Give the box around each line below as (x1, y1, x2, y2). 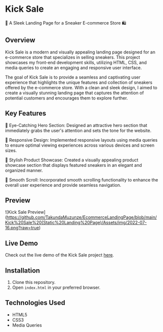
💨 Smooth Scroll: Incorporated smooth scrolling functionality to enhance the (5, 177, 158, 182)
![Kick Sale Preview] (5, 209, 46, 215)
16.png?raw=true (5, 225, 39, 231)
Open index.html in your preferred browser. (12, 284, 101, 290)
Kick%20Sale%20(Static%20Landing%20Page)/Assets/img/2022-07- (5, 220, 147, 226)
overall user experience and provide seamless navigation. (5, 182, 121, 188)
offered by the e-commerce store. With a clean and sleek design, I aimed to (5, 84, 158, 90)
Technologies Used (5, 299, 65, 307)
